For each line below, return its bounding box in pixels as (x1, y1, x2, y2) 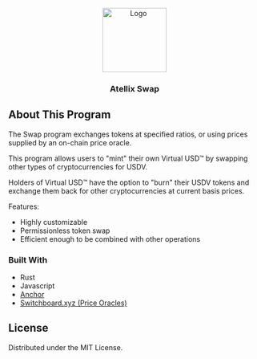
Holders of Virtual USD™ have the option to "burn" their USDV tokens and (8, 177, 250, 187)
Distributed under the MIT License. (8, 342, 123, 352)
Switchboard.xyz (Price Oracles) (19, 298, 127, 308)
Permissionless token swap (19, 226, 110, 235)
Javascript (19, 281, 55, 291)
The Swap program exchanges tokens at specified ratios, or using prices (8, 129, 248, 139)
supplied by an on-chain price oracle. (8, 137, 132, 147)
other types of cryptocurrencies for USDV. (8, 161, 148, 171)
